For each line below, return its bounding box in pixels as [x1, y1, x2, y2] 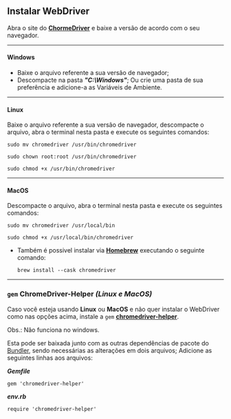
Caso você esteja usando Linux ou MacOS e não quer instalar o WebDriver [7, 305, 220, 313]
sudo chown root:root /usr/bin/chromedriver [7, 153, 137, 160]
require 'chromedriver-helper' [7, 405, 97, 412]
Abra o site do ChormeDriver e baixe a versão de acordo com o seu [7, 23, 200, 32]
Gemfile [7, 367, 31, 375]
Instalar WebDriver [7, 6, 90, 17]
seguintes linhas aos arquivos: [7, 354, 93, 362]
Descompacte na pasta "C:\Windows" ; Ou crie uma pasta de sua [16, 76, 203, 85]
